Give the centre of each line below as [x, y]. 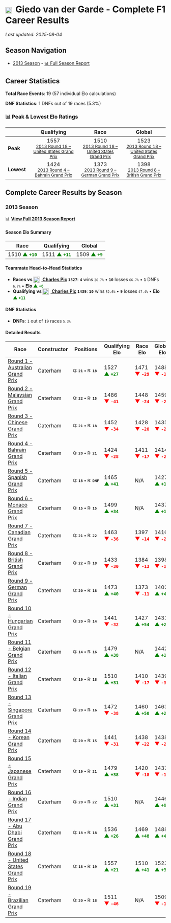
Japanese [20, 771]
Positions [86, 349]
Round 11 [20, 642]
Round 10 [20, 608]
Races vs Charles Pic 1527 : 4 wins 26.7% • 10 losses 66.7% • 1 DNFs [86, 279]
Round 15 [20, 758]
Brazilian [18, 900]
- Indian [18, 798]
